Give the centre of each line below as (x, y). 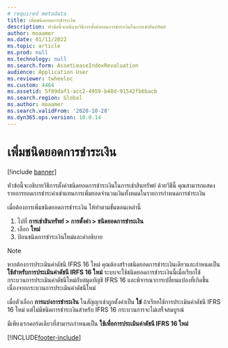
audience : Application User (48, 72)
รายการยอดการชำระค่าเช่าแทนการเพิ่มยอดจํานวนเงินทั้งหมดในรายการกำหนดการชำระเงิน (106, 193)
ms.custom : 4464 (31, 85)
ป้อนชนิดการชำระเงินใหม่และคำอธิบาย (60, 236)
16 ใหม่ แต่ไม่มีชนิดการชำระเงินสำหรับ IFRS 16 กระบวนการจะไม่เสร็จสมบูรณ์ (96, 309)
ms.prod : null (28, 53)
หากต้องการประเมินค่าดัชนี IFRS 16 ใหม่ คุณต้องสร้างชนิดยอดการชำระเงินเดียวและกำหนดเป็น (114, 264)
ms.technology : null (37, 59)
